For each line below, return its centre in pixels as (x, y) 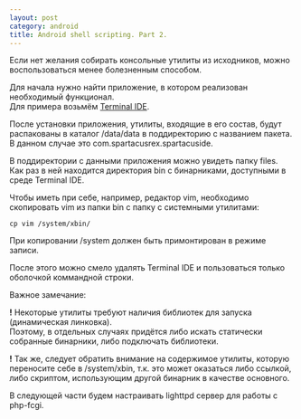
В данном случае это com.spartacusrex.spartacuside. (112, 143)
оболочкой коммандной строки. (71, 278)
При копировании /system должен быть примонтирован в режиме (138, 241)
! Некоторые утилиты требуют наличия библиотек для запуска (131, 312)
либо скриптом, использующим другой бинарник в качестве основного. (150, 378)
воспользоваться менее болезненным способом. (105, 70)
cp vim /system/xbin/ (50, 224)
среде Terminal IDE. (47, 180)
